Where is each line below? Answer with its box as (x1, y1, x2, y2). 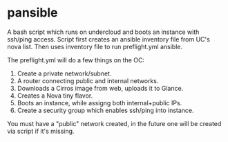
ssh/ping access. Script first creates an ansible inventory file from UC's (7, 35, 211, 43)
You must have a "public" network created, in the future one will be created (7, 119, 222, 127)
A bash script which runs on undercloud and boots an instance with (7, 28, 200, 36)
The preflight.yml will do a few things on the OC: (7, 55, 145, 64)
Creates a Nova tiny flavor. (17, 91, 93, 100)
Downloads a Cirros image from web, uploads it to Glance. (17, 84, 184, 92)
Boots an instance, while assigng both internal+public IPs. (17, 98, 182, 107)
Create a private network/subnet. (17, 69, 112, 78)
